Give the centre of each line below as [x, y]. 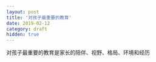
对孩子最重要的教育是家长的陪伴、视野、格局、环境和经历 [78, 53]
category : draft [27, 29]
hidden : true [23, 35]
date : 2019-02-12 [28, 23]
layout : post [23, 12]
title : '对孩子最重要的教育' [39, 18]
